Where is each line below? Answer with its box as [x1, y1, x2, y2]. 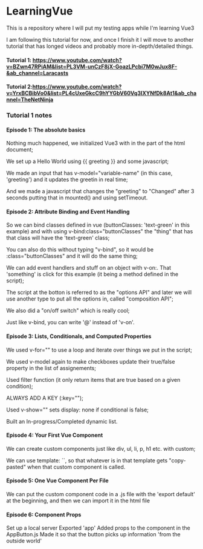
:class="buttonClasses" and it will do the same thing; [6, 253, 138, 260]
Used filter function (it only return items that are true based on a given [6, 376, 181, 383]
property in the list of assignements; [6, 364, 97, 371]
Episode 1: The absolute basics [6, 126, 86, 133]
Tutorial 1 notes [6, 111, 53, 119]
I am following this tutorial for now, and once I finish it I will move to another [6, 36, 194, 43]
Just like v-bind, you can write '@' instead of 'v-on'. [6, 319, 135, 326]
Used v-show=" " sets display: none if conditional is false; [6, 406, 149, 413]
